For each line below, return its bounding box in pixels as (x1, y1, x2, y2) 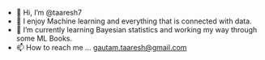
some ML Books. (15, 33, 73, 43)
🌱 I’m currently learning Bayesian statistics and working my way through (15, 25, 258, 34)
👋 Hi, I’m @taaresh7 (15, 8, 83, 17)
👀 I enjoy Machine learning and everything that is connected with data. (15, 16, 253, 26)
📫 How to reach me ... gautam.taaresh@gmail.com (15, 43, 187, 52)
